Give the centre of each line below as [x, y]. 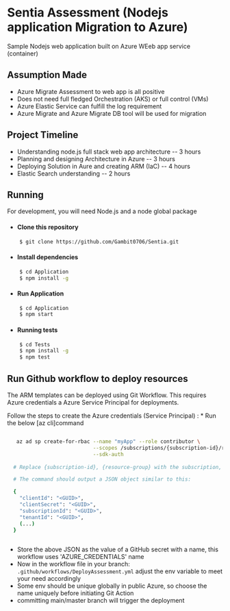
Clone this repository [48, 227]
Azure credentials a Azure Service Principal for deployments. [93, 402]
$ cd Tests [35, 344]
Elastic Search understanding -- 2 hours [74, 173]
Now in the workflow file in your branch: [73, 564]
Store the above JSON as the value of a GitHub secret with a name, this [118, 549]
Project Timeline [43, 135]
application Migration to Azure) [98, 27]
